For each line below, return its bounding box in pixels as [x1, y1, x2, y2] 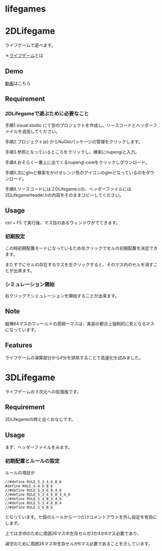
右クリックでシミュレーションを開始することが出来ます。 [5, 293, 120, 299]
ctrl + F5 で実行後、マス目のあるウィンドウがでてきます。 [5, 220, 120, 226]
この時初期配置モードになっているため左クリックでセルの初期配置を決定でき [5, 245, 158, 251]
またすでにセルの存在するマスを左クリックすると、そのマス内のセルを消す [5, 261, 154, 267]
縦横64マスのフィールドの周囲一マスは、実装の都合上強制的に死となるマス [5, 320, 155, 326]
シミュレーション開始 [5, 281, 55, 287]
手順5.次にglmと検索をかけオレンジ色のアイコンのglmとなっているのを [5, 169, 146, 175]
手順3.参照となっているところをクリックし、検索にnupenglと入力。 [5, 149, 140, 155]
